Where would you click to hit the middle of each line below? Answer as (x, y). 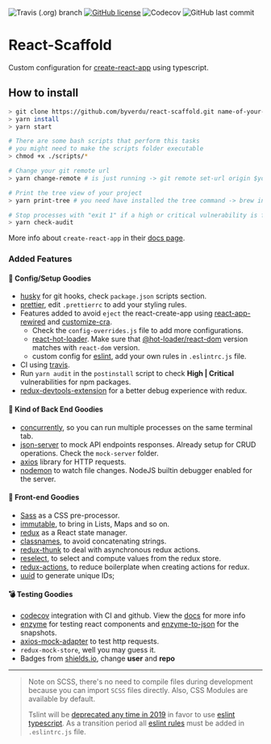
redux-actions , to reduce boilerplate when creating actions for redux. (135, 567)
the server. (38, 479)
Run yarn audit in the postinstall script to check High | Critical (127, 374)
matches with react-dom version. (86, 348)
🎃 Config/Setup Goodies (50, 278)
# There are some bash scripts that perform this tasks (104, 142)
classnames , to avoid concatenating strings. (93, 541)
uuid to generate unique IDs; (67, 575)
